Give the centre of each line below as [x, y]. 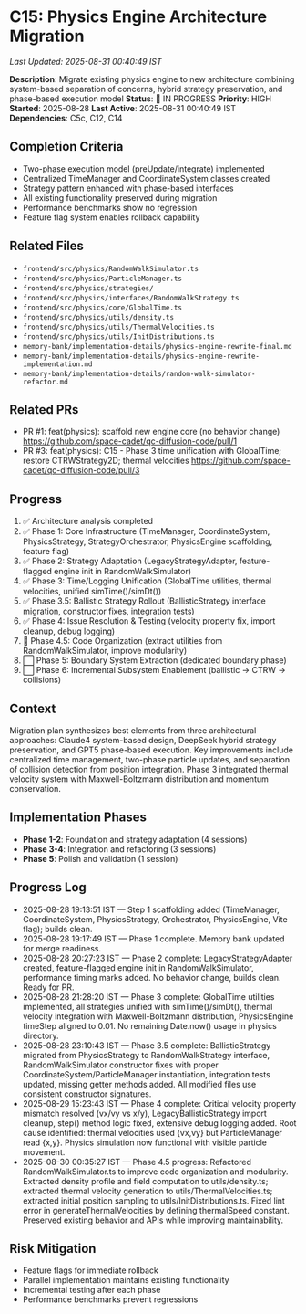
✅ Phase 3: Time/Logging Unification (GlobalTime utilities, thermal [147, 581]
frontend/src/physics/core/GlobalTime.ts [102, 308]
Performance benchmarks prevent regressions [110, 1299]
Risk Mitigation [53, 1249]
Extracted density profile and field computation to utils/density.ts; [145, 1181]
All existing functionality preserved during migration [120, 197]
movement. [44, 1151]
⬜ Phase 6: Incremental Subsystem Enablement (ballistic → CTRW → [154, 670]
